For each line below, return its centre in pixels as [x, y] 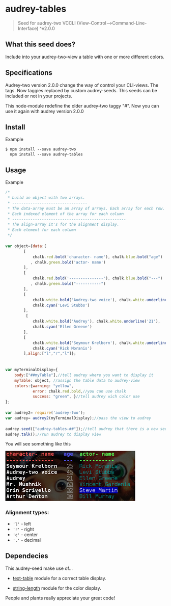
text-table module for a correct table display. [59, 578]
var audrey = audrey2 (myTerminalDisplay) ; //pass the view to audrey [78, 418]
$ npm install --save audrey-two [41, 149]
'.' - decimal [27, 540]
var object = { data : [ [26, 246]
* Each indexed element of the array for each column [66, 214]
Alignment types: [27, 513]
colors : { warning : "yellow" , [44, 386]
